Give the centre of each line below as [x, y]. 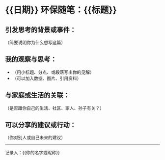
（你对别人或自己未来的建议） [35, 137]
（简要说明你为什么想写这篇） [35, 42]
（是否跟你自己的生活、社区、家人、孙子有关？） [55, 108]
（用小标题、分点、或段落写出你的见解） [53, 72]
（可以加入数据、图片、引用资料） [47, 78]
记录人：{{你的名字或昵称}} [32, 153]
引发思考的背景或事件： [41, 30]
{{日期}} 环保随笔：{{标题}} [61, 10]
